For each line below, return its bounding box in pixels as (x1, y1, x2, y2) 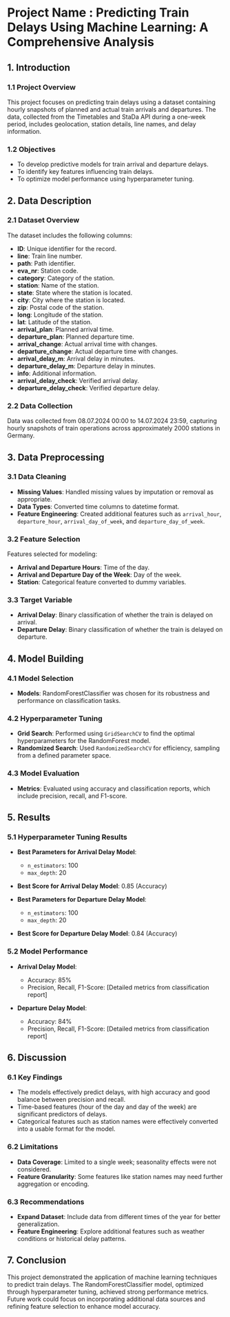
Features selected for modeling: (7, 550, 98, 558)
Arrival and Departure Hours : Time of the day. (17, 564, 150, 572)
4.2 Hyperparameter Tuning (7, 714, 103, 724)
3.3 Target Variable (7, 595, 73, 605)
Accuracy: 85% (27, 976, 72, 984)
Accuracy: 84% (27, 1017, 72, 1025)
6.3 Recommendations (7, 1197, 85, 1207)
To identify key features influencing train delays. (17, 168, 154, 176)
